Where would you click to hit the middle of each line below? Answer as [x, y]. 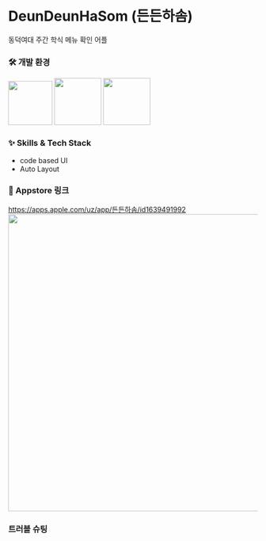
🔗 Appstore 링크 [39, 191]
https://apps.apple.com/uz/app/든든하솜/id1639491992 [97, 209]
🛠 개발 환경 [29, 62]
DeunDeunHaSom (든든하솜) [101, 16]
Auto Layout [39, 169]
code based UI [44, 160]
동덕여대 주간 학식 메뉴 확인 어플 [58, 40]
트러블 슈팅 [28, 529]
